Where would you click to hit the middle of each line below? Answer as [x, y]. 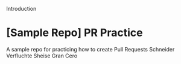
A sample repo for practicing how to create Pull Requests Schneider [91, 49]
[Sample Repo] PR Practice [75, 33]
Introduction [21, 9]
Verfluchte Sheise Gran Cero [42, 56]
